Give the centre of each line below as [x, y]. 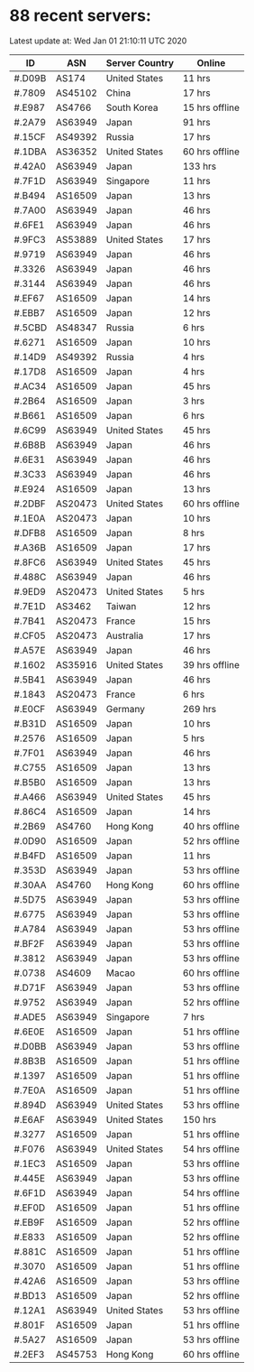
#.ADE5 [30, 1016]
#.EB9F [29, 1222]
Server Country [140, 62]
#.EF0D [30, 1208]
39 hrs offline [211, 664]
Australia [125, 635]
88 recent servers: [80, 16]
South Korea [132, 107]
